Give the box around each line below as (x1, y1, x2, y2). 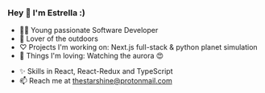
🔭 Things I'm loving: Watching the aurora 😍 (19, 51, 164, 61)
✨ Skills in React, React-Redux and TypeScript (19, 67, 173, 76)
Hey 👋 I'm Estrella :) (7, 7, 85, 18)
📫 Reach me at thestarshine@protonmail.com (19, 76, 172, 86)
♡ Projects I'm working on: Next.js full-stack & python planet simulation (19, 42, 259, 52)
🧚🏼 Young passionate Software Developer (19, 26, 159, 35)
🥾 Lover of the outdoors (19, 34, 98, 43)
